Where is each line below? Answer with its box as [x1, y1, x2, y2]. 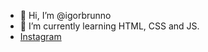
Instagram [19, 31, 62, 42]
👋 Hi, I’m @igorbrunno [19, 10, 112, 21]
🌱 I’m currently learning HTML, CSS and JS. [19, 20, 200, 32]
